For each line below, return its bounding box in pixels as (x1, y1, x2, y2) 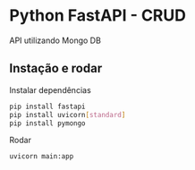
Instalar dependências (9, 84, 91, 95)
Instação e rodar (9, 61, 103, 76)
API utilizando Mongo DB (9, 35, 101, 46)
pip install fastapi (9, 102, 87, 111)
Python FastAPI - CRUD (9, 5, 186, 26)
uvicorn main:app (9, 152, 74, 161)
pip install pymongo (9, 118, 87, 128)
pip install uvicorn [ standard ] (9, 110, 126, 119)
